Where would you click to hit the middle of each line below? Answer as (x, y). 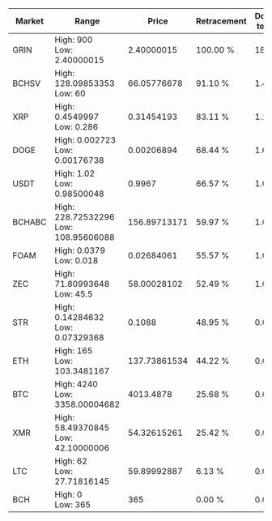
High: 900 (74, 40)
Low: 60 (70, 94)
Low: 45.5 (74, 294)
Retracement (221, 21)
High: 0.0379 (80, 250)
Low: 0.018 (76, 260)
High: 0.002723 (85, 140)
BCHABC (30, 222)
